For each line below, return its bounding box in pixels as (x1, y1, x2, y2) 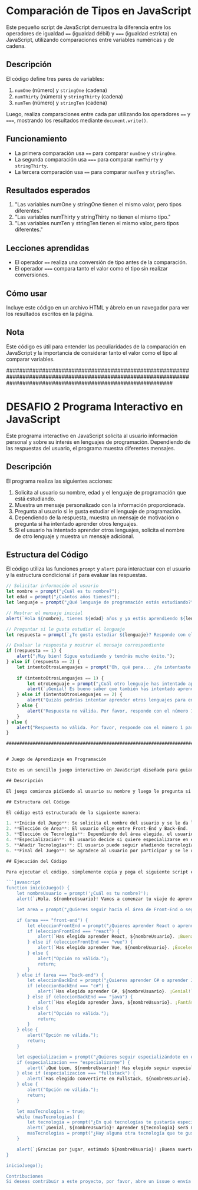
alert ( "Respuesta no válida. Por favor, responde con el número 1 (16, 724, 183, 730)
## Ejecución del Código (6, 858, 67, 864)
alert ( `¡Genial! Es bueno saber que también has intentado (27, 686, 176, 692)
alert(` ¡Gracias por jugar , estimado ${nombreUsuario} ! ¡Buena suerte (16, 1146, 194, 1152)
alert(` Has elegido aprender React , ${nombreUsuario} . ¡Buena (37, 934, 194, 940)
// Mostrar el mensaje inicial (6, 610, 83, 616)
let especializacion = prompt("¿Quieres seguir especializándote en (16, 1054, 189, 1060)
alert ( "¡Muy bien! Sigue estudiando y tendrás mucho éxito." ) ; (16, 653, 176, 660)
